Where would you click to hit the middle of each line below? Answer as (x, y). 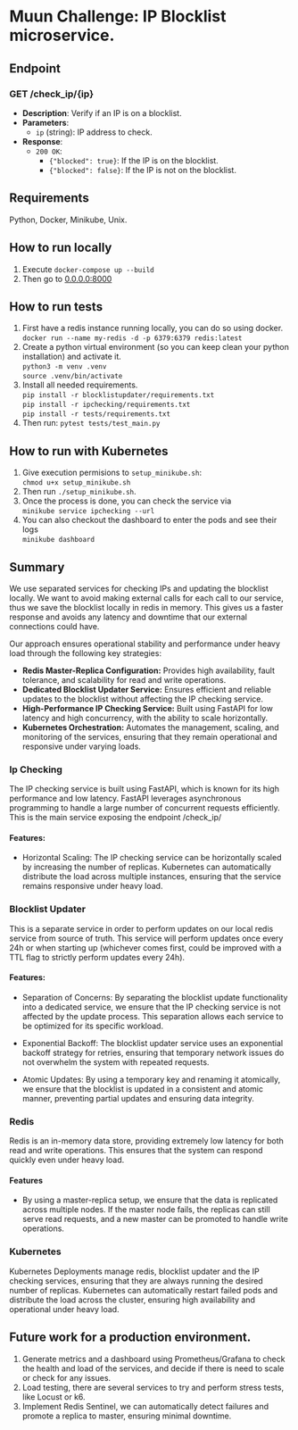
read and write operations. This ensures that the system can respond (136, 1151)
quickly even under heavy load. (67, 1160)
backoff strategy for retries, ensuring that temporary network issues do (153, 1052)
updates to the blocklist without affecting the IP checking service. (142, 699)
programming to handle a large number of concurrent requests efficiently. (145, 808)
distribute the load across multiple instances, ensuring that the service (152, 877)
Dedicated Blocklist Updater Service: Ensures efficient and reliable (147, 689)
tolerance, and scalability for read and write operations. (124, 679)
